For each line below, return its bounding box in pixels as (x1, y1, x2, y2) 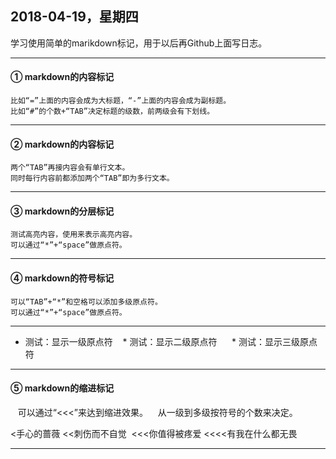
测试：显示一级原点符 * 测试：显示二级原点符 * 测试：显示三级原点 (24, 335, 318, 347)
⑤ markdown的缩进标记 (10, 382, 115, 394)
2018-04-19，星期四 (10, 8, 139, 26)
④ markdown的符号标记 (10, 272, 115, 284)
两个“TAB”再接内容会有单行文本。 (10, 163, 130, 173)
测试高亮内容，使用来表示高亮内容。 (10, 230, 138, 240)
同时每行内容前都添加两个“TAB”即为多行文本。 (10, 173, 175, 184)
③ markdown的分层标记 (10, 205, 115, 217)
